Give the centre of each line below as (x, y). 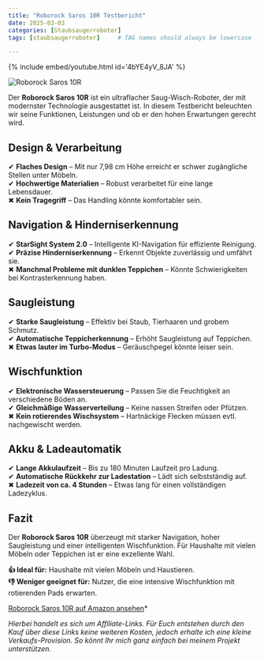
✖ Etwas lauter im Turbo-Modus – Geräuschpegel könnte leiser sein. (121, 347)
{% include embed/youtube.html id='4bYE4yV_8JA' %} (97, 67)
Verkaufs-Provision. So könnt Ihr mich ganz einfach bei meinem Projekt (124, 640)
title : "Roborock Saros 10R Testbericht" (77, 15)
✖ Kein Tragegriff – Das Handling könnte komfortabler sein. (105, 200)
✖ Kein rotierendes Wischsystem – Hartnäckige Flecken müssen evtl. (122, 416)
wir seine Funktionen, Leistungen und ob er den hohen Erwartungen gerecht (132, 115)
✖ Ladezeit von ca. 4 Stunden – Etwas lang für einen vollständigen (117, 485)
